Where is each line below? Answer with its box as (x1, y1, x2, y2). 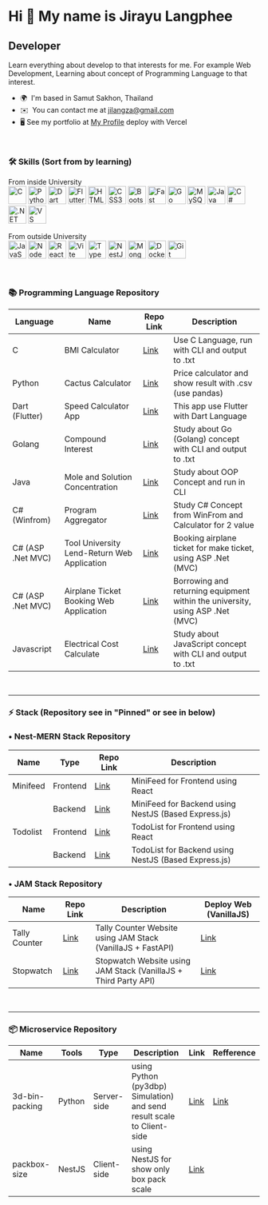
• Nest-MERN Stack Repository (8, 731, 131, 742)
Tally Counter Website (95, 923, 178, 934)
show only (131, 1163, 170, 1175)
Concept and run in (173, 476, 246, 487)
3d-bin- (12, 1091, 45, 1102)
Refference (212, 1047, 256, 1059)
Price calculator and (173, 367, 249, 378)
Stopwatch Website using (95, 956, 191, 967)
